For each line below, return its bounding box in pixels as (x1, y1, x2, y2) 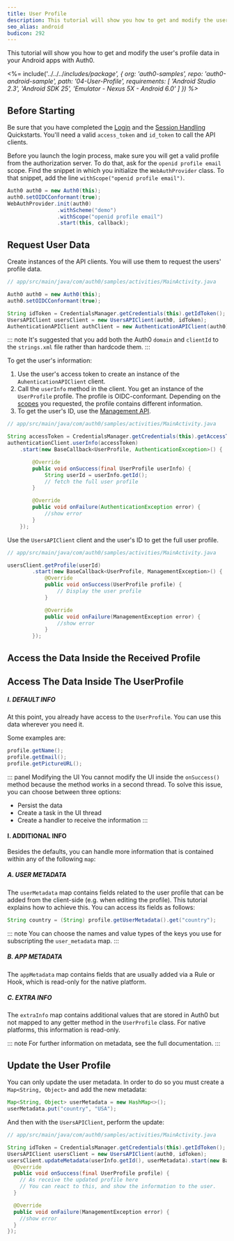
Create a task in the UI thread (17, 808, 102, 816)
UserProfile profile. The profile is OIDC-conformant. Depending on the (17, 392, 221, 401)
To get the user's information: (7, 356, 93, 365)
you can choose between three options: (7, 787, 122, 795)
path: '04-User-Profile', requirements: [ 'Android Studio (58, 77, 216, 86)
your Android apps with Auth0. (7, 56, 95, 65)
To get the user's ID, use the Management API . (17, 407, 151, 416)
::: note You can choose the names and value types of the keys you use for (7, 929, 222, 938)
